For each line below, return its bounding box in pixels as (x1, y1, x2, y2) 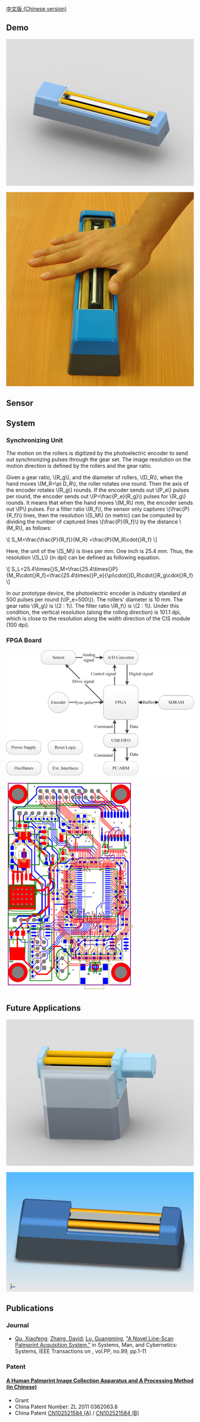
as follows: (25, 524, 52, 532)
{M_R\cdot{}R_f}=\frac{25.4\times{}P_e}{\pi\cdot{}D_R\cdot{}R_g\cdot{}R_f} (6, 572, 193, 579)
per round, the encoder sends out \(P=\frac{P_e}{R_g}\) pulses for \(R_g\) (6, 493, 186, 500)
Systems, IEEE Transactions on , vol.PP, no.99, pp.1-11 (14, 1348, 147, 1355)
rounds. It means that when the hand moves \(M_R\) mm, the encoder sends (6, 499, 193, 507)
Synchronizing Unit (6, 436, 64, 445)
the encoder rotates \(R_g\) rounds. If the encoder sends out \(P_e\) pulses (6, 486, 189, 493)
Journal (6, 1321, 29, 1330)
